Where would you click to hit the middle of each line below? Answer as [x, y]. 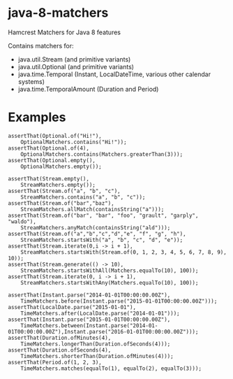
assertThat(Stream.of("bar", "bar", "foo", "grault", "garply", [103, 215]
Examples [37, 117]
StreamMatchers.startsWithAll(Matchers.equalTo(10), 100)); [110, 271]
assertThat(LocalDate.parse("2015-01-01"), [72, 307]
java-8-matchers [58, 13]
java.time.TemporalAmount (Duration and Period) [88, 89]
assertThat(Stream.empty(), [49, 179]
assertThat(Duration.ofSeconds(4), [60, 350]
